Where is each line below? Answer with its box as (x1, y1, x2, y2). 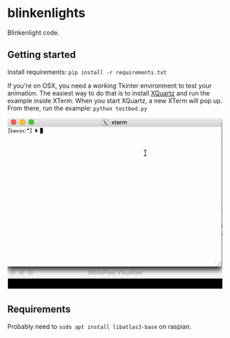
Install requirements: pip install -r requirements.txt (7, 67, 167, 76)
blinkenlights (7, 5, 86, 21)
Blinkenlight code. (7, 28, 60, 37)
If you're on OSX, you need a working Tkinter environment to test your (7, 81, 212, 90)
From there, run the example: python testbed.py (7, 104, 147, 112)
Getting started (7, 49, 76, 61)
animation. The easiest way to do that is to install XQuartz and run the (7, 88, 210, 97)
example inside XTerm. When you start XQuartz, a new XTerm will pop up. (7, 96, 223, 105)
